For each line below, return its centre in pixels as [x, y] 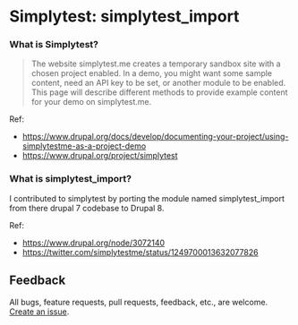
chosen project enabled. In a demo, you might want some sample [152, 73]
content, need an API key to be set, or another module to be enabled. [158, 83]
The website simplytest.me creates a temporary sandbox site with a [156, 64]
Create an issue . [39, 312]
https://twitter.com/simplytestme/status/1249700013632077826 [140, 252]
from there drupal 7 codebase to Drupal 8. [87, 208]
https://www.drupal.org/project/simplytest [100, 156]
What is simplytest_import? [71, 179]
